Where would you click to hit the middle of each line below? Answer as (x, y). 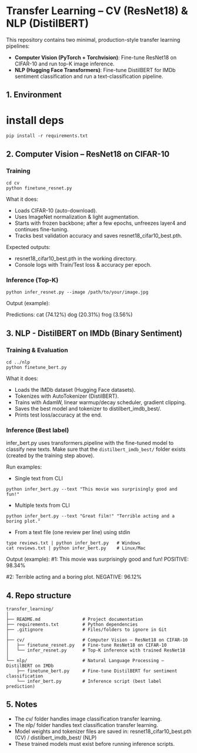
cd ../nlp (18, 362)
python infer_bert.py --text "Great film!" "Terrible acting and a (91, 516)
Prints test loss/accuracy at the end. (58, 415)
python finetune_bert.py (36, 367)
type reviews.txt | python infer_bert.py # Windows (74, 543)
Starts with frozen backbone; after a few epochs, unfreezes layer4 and (100, 223)
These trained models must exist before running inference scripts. (95, 744)
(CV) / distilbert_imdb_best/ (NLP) (56, 737)
